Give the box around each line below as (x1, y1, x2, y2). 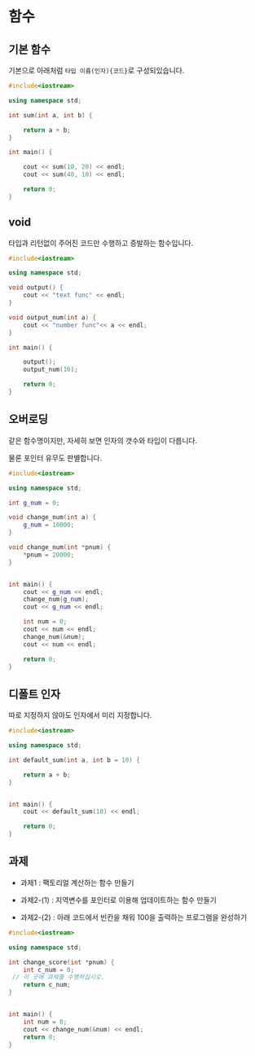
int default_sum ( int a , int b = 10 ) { (8, 755, 140, 764)
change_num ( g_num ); (23, 596, 90, 604)
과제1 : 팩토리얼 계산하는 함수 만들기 (20, 878, 134, 887)
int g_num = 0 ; (8, 499, 60, 507)
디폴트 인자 (8, 687, 61, 701)
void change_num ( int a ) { (8, 513, 96, 521)
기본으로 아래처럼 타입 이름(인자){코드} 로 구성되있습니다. (8, 66, 185, 75)
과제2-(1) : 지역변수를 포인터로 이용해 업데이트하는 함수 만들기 (20, 895, 218, 904)
